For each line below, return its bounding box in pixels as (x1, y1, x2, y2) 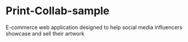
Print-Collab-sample (5, 4, 110, 18)
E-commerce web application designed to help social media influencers (5, 24, 183, 31)
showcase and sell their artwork (5, 30, 84, 37)
